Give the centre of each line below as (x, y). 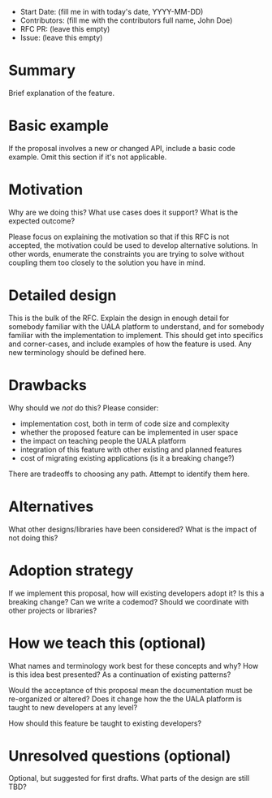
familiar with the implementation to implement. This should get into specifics (136, 335)
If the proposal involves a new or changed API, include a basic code (122, 148)
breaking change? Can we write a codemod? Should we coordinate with (129, 601)
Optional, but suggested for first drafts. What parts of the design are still (129, 778)
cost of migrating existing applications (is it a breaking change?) (127, 458)
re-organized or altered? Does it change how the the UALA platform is (125, 699)
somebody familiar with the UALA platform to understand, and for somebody (136, 326)
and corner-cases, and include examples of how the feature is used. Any (130, 344)
